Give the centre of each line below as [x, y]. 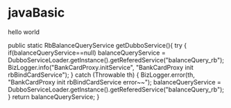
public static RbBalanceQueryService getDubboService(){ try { [97, 45]
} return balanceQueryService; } [54, 97]
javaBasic [36, 13]
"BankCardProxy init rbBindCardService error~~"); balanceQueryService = [114, 82]
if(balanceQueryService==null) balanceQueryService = [87, 53]
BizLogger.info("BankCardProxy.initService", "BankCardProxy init [101, 67]
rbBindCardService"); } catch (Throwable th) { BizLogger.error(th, [101, 75]
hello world [24, 32]
